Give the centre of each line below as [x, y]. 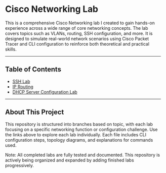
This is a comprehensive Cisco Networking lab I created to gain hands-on [80, 23]
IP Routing [23, 86]
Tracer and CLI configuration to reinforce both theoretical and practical [77, 44]
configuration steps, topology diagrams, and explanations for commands [79, 140]
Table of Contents [33, 70]
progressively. [20, 165]
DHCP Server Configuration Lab [45, 92]
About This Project [35, 112]
